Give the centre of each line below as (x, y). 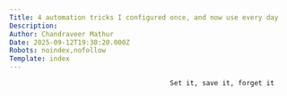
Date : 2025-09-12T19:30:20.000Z (70, 42)
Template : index (39, 59)
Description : (34, 26)
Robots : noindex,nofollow (57, 51)
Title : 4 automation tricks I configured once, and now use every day (144, 17)
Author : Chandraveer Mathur (62, 34)
